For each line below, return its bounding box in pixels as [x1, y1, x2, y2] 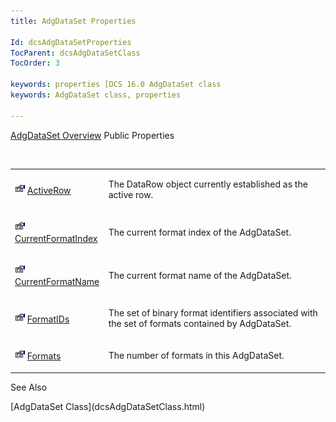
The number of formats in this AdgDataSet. [108, 350, 285, 362]
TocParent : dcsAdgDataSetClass [10, 48, 141, 58]
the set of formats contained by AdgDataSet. [108, 318, 292, 330]
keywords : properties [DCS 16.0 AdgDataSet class [10, 80, 222, 90]
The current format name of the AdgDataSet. [108, 270, 292, 282]
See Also [10, 381, 48, 393]
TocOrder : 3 [10, 58, 60, 69]
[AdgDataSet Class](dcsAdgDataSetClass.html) [10, 400, 206, 412]
